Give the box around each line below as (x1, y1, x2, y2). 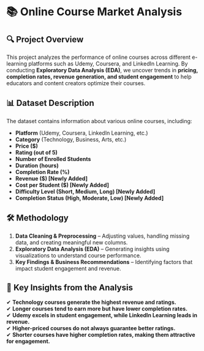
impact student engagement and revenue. (15, 265, 121, 272)
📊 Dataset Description (6, 98, 95, 108)
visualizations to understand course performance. (15, 252, 142, 259)
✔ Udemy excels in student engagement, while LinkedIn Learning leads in (6, 312, 198, 319)
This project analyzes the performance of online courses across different (6, 53, 191, 61)
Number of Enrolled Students (15, 155, 91, 162)
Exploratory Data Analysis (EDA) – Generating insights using (15, 245, 170, 252)
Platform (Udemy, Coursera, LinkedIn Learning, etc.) (15, 129, 148, 137)
